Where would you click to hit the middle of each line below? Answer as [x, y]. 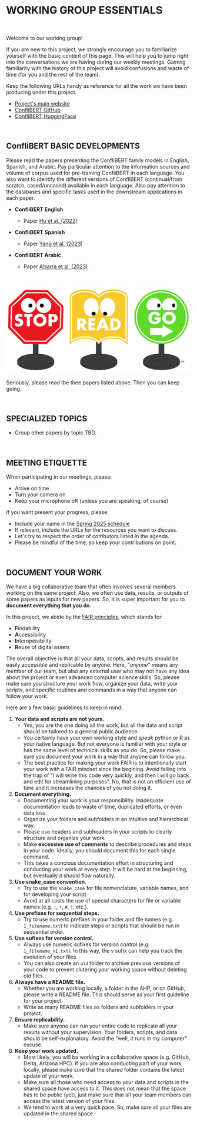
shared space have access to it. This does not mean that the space [105, 1088]
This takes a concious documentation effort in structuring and [98, 863]
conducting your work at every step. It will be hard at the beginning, [106, 869]
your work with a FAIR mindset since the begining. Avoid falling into [105, 769]
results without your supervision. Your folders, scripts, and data [100, 1032]
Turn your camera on [40, 495]
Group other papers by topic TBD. [56, 433]
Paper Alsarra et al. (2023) [56, 266]
